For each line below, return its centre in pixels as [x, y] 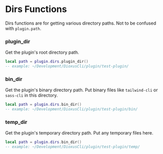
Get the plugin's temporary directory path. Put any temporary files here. [79, 133]
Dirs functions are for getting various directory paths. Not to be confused [81, 23]
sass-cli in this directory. [32, 95]
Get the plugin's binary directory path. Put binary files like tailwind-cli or [81, 90]
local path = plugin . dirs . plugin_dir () [47, 62]
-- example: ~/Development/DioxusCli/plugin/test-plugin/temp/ [73, 147]
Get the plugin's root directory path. [42, 52]
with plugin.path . [23, 28]
